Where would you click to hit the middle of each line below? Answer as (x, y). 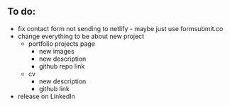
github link (54, 88)
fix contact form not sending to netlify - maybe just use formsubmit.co (120, 28)
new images (56, 51)
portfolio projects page (62, 43)
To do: (22, 12)
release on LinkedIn (46, 96)
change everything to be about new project (81, 36)
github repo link (62, 66)
